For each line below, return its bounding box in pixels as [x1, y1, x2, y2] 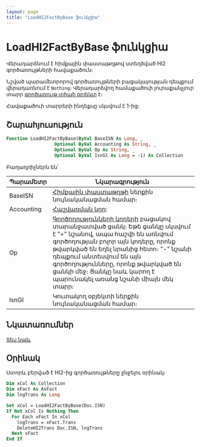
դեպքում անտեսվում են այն [53, 252, 142, 260]
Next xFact [11, 430, 39, 437]
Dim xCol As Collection [6, 380, 66, 387]
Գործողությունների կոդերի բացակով [53, 214, 171, 223]
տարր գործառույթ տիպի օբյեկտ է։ [6, 91, 103, 98]
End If [6, 436, 23, 442]
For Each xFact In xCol [11, 413, 71, 420]
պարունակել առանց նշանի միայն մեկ [53, 274, 173, 283]
